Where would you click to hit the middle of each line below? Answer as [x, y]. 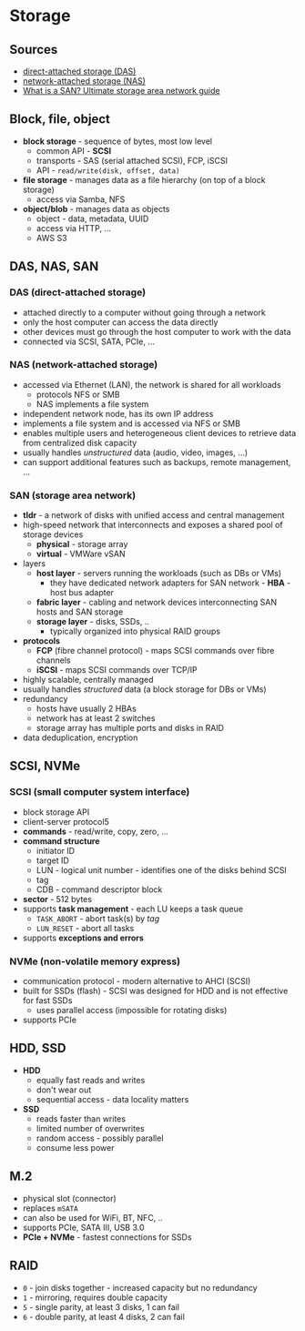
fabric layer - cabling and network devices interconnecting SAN [157, 603]
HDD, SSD [38, 1048]
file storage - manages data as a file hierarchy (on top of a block [144, 179]
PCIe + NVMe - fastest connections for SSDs [107, 1237]
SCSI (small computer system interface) [100, 792]
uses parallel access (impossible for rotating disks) [132, 1011]
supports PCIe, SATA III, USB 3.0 [83, 1227]
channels [53, 660]
